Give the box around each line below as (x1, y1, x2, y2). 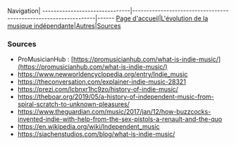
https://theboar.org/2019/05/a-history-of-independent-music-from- (17, 92, 215, 101)
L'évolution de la (161, 14, 209, 23)
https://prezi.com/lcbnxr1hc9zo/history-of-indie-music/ (17, 85, 178, 94)
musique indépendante (7, 22, 74, 30)
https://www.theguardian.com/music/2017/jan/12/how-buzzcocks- (17, 108, 211, 116)
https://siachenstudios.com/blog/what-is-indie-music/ (17, 130, 175, 139)
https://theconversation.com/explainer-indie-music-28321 (17, 77, 187, 86)
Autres (75, 22, 95, 30)
